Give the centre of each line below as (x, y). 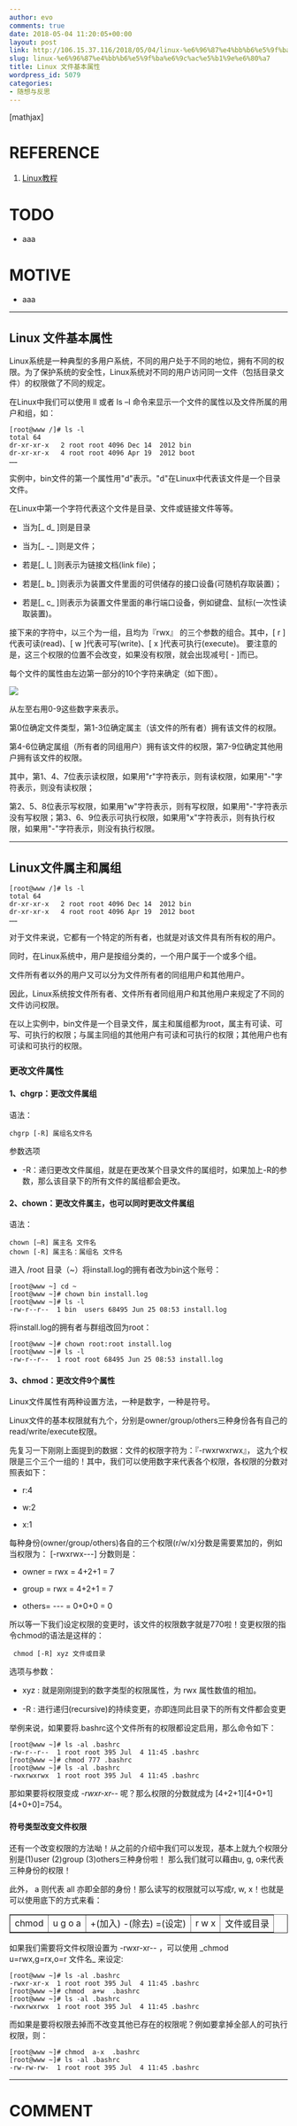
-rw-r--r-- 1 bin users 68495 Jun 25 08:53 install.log (118, 1310)
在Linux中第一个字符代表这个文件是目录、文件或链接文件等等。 (124, 508)
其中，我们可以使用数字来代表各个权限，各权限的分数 (183, 1462)
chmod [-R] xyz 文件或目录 (59, 1654)
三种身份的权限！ (40, 1870)
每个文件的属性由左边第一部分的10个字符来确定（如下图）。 (116, 674)
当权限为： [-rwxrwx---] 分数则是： (74, 1554)
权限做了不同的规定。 (71, 383)
